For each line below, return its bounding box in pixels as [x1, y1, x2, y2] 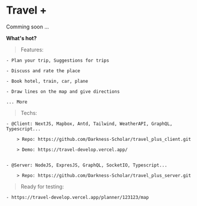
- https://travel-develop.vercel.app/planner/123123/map [6, 194, 149, 200]
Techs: [20, 109, 37, 116]
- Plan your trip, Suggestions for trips [6, 57, 110, 63]
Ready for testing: [20, 183, 64, 190]
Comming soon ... [6, 23, 49, 30]
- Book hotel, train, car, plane [6, 78, 88, 84]
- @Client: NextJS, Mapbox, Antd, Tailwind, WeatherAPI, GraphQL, [6, 121, 173, 127]
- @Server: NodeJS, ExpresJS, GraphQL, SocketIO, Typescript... [6, 162, 168, 168]
